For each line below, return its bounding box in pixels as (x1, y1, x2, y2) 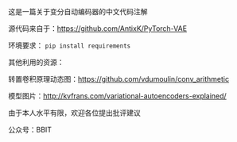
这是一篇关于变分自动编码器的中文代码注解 (8, 7, 148, 16)
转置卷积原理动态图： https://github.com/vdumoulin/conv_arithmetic (8, 75, 229, 83)
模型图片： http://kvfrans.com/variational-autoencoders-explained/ (8, 91, 227, 101)
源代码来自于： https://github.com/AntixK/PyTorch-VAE (8, 24, 188, 33)
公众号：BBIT (8, 125, 52, 134)
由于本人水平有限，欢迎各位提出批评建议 (8, 108, 141, 117)
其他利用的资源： (8, 58, 64, 67)
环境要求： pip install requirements (8, 40, 131, 50)
